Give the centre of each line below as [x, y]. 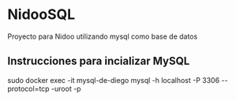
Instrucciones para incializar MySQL [99, 61]
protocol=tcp [28, 88]
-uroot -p [66, 88]
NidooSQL [41, 15]
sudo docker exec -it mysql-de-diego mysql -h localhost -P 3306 [114, 80]
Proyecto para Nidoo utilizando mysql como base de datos [103, 36]
